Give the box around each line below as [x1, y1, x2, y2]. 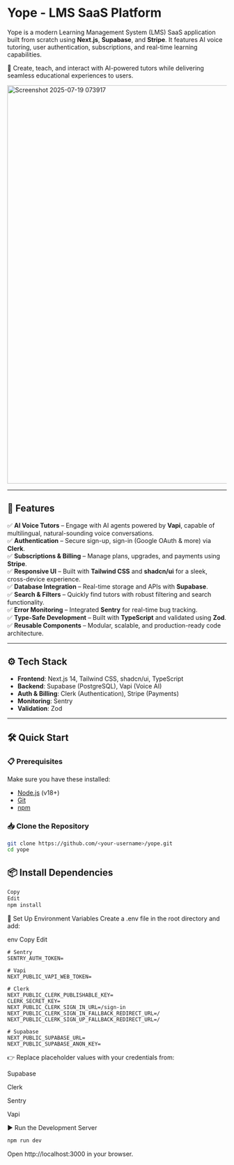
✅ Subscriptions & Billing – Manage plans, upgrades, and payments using [7, 551, 221, 560]
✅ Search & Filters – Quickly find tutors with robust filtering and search [7, 590, 212, 598]
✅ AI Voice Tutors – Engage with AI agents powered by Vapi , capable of [7, 521, 215, 529]
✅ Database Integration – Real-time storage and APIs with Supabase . [7, 582, 208, 591]
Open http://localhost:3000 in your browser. [7, 1150, 134, 1158]
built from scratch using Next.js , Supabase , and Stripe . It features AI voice [7, 35, 223, 43]
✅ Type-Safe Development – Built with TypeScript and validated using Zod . [7, 613, 227, 621]
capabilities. [7, 50, 42, 59]
